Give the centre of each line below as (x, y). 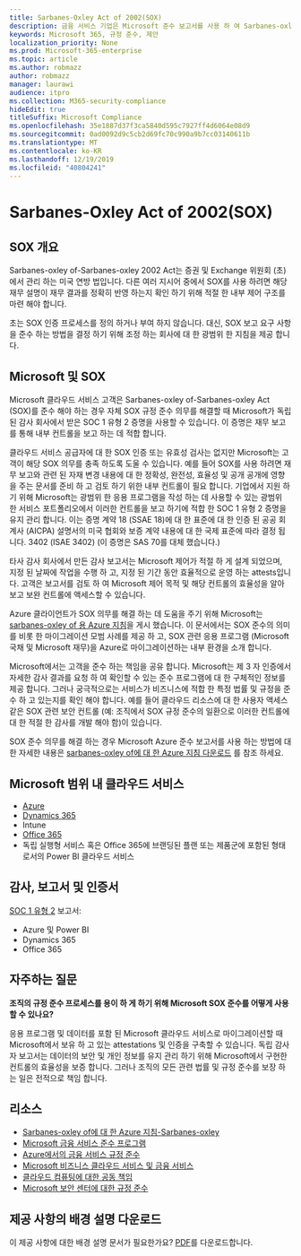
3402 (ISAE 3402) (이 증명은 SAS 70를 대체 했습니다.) (125, 542)
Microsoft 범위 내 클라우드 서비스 (97, 784)
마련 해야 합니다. (38, 304)
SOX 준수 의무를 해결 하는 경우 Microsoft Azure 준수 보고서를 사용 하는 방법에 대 (150, 741)
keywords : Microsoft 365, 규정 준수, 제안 (84, 34)
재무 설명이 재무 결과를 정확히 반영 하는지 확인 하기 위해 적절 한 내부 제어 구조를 (148, 293)
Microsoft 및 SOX (57, 376)
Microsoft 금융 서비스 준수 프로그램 (84, 1143)
